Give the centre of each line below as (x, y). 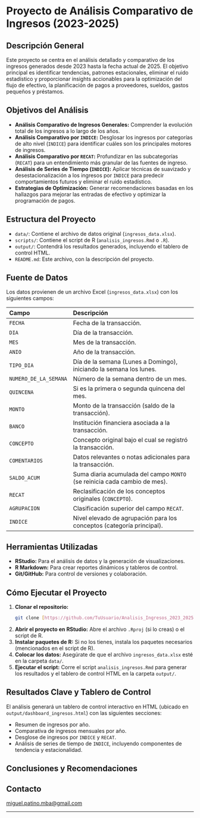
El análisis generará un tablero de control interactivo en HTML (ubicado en (97, 707)
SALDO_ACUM (24, 478)
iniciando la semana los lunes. (115, 369)
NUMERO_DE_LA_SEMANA (38, 379)
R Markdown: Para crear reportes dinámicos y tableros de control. (96, 568)
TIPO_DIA (21, 366)
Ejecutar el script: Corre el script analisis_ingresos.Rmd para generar (101, 667)
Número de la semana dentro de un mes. (130, 379)
